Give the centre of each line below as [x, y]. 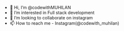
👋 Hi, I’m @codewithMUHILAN [40, 8]
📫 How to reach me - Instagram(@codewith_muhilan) [64, 23]
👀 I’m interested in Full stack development [52, 13]
